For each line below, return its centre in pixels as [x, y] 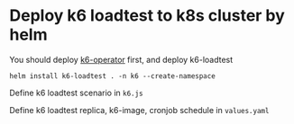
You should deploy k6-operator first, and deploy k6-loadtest [121, 59]
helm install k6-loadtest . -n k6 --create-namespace [113, 76]
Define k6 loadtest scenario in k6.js [76, 93]
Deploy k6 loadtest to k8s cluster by [147, 16]
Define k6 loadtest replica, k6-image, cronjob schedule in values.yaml [139, 110]
